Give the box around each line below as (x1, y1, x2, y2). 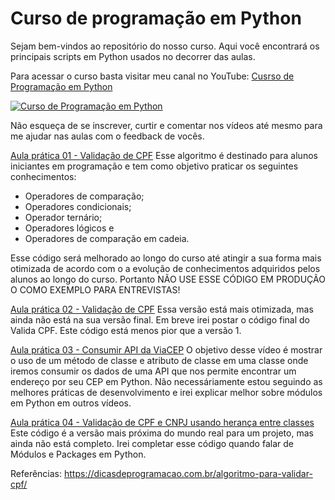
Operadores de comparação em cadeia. (24, 232, 190, 244)
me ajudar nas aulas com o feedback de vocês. (10, 130, 205, 142)
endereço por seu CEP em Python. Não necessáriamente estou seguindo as (10, 375, 323, 387)
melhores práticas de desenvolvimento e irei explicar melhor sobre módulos (10, 386, 323, 398)
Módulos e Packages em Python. (10, 448, 147, 460)
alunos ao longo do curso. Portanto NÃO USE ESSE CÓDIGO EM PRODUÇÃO (10, 273, 326, 285)
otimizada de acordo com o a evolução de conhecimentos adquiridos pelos (10, 262, 321, 274)
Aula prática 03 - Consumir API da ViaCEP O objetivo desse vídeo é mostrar (10, 343, 323, 356)
